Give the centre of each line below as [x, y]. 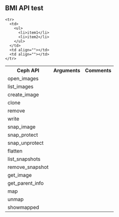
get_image [20, 175]
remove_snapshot [28, 167]
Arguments [67, 70]
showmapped [23, 207]
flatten [15, 151]
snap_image [22, 127]
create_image [23, 95]
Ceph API [28, 70]
